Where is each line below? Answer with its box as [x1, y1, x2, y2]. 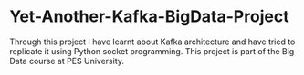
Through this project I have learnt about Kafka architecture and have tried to [9, 36, 296, 47]
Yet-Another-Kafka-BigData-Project [9, 6, 289, 27]
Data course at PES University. [9, 55, 125, 66]
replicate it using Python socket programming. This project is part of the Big [9, 45, 295, 56]
